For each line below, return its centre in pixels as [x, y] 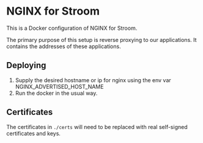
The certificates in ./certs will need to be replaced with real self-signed [97, 127]
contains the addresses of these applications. [64, 46]
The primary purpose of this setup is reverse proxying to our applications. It [102, 40]
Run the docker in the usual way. [56, 93]
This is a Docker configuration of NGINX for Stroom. [72, 28]
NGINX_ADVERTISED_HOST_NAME [59, 86]
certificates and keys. [34, 133]
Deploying [26, 65]
